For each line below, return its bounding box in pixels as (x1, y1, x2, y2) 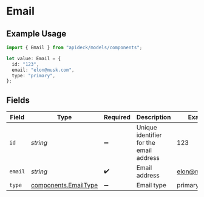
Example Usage (6, 29, 67, 39)
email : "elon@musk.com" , (12, 67, 75, 73)
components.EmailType (30, 181, 98, 190)
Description (136, 113, 171, 122)
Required (103, 113, 131, 122)
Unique (136, 123, 157, 132)
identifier (136, 131, 162, 139)
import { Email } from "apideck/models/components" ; (6, 44, 143, 50)
